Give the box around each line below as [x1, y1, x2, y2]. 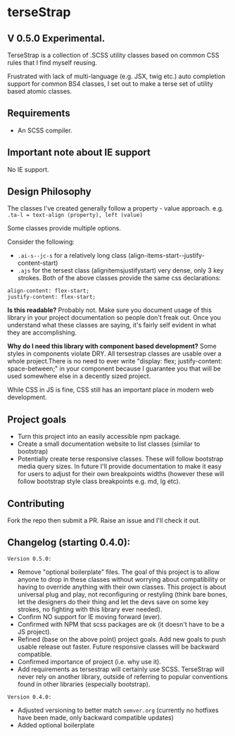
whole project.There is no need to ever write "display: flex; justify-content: [7, 357, 223, 366]
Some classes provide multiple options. [7, 224, 122, 232]
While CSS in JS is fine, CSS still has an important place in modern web [7, 385, 214, 394]
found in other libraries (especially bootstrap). [17, 680, 151, 688]
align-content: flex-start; [7, 287, 90, 294]
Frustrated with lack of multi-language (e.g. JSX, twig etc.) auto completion [7, 72, 226, 80]
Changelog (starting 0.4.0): [7, 537, 131, 549]
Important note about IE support [7, 146, 151, 158]
